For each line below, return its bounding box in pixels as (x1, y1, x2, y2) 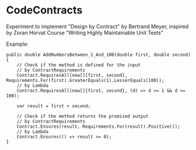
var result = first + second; (16, 103, 91, 109)
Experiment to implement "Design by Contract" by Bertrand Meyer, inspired (6, 23, 189, 30)
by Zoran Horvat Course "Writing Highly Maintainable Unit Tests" (6, 29, 164, 36)
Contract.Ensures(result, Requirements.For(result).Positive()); (16, 124, 181, 129)
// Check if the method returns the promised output (16, 113, 149, 119)
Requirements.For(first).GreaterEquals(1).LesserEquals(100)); (6, 77, 165, 83)
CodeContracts (6, 4, 83, 17)
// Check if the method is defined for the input (16, 62, 141, 68)
